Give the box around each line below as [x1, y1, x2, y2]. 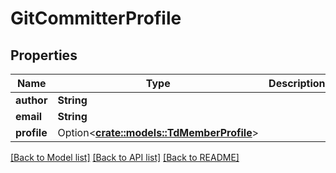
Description [268, 77, 326, 90]
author [15, 93, 48, 107]
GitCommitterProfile [10, 7, 182, 30]
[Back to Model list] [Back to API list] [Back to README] [10, 152, 240, 163]
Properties [10, 47, 78, 64]
